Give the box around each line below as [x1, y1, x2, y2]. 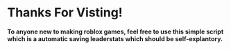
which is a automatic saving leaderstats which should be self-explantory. [7, 34, 223, 42]
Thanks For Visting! [7, 5, 123, 21]
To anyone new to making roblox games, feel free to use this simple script [7, 27, 224, 36]
